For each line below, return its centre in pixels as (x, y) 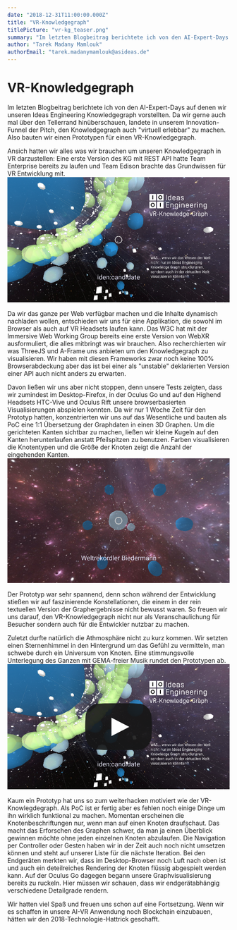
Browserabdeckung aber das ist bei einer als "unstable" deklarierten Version (119, 366)
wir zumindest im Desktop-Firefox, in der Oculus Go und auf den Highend (114, 394)
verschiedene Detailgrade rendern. (58, 891)
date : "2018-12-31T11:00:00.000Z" (58, 15)
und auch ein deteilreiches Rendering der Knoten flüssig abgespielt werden (117, 868)
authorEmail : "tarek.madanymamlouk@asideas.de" (79, 52)
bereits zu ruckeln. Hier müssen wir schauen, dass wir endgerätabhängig (114, 883)
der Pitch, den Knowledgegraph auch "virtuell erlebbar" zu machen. (127, 130)
